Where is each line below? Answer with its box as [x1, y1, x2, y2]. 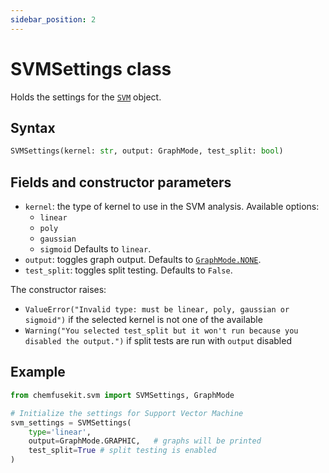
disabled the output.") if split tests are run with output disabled [24, 335, 292, 347]
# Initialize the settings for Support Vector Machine [10, 408, 244, 418]
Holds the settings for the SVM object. [10, 91, 162, 103]
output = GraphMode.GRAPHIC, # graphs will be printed [28, 436, 262, 446]
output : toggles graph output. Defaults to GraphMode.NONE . [24, 254, 262, 266]
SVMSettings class [10, 57, 172, 80]
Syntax [10, 119, 56, 136]
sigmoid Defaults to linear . [39, 243, 152, 255]
